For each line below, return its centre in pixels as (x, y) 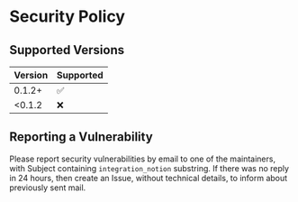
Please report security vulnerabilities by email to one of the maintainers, (143, 159)
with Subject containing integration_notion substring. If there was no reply (149, 168)
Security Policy (68, 17)
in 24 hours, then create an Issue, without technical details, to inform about (149, 178)
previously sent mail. (48, 188)
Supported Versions (67, 50)
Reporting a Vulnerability (81, 137)
